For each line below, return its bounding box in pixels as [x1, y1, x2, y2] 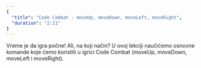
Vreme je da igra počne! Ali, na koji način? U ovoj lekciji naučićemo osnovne [6, 42, 195, 49]
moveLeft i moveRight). [6, 55, 64, 62]
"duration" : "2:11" [11, 20, 61, 26]
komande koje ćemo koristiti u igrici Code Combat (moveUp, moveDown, [6, 49, 187, 56]
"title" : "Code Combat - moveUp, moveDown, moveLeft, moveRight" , [11, 14, 182, 20]
